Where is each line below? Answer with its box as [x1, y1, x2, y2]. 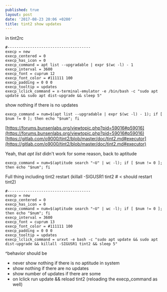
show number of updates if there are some [12, 271, 101, 277]
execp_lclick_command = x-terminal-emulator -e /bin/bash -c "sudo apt [5, 89, 158, 94]
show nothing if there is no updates [5, 102, 79, 108]
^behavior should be [5, 250, 48, 256]
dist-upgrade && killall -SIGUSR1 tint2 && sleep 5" [5, 242, 118, 247]
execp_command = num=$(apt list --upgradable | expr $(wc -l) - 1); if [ [5, 112, 163, 117]
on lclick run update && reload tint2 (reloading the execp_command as [12, 276, 158, 282]
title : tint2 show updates [5, 21, 62, 27]
